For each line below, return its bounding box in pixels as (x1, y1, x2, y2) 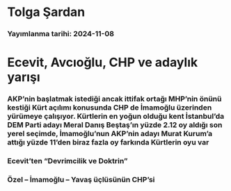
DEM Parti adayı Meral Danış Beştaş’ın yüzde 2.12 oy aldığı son (7, 120, 223, 130)
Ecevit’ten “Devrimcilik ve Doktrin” (7, 156, 128, 166)
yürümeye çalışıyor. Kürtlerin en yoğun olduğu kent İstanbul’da (7, 112, 225, 122)
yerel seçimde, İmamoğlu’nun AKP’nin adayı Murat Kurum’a (7, 129, 213, 139)
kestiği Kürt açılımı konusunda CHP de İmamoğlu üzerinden (7, 103, 212, 113)
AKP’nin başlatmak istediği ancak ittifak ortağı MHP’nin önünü (7, 94, 222, 104)
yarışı (7, 69, 40, 85)
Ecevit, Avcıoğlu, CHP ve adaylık (7, 55, 198, 70)
